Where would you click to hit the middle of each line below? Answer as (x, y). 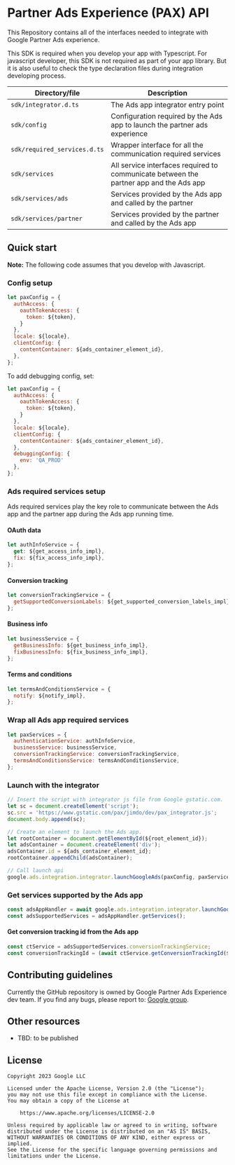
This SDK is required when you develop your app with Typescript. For (107, 53)
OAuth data (24, 530)
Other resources (44, 1021)
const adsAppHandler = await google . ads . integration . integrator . (104, 910)
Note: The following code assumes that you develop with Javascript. (106, 265)
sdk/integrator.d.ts (45, 104)
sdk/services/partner (47, 218)
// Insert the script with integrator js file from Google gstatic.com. (115, 800)
